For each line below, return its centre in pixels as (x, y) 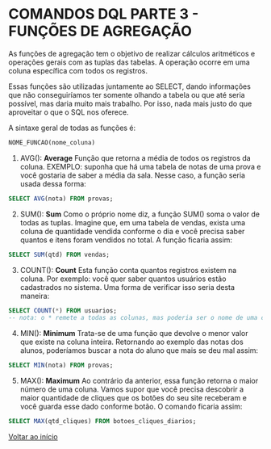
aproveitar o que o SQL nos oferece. (69, 112)
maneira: (35, 296)
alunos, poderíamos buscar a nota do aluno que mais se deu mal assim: (139, 350)
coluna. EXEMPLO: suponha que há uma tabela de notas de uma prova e (140, 166)
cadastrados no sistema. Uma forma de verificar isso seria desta (127, 287)
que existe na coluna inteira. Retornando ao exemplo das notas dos (131, 342)
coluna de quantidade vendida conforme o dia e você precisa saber (132, 231)
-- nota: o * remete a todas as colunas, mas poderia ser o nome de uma (133, 318)
